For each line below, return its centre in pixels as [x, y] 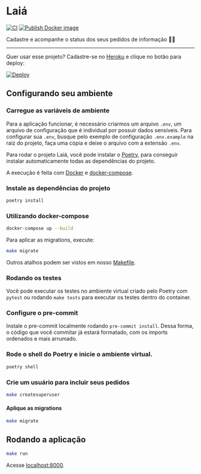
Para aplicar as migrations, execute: [50, 240]
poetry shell [22, 367]
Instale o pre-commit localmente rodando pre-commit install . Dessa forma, [100, 326]
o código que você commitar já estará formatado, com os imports [87, 332]
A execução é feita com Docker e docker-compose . [70, 172]
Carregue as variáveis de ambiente [58, 111]
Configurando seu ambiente [60, 93]
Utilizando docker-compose [48, 216]
